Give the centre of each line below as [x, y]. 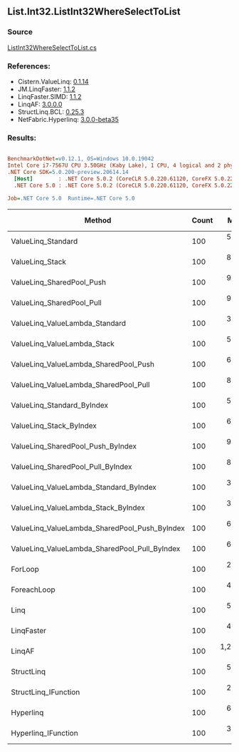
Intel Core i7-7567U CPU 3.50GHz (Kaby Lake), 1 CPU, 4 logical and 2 [114, 166]
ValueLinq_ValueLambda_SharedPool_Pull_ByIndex [96, 548]
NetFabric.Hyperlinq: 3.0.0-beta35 [68, 119]
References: [29, 66]
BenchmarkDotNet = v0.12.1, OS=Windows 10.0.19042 [81, 159]
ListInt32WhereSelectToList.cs [52, 47]
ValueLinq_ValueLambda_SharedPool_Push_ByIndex [98, 528]
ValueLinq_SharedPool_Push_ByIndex [74, 446]
